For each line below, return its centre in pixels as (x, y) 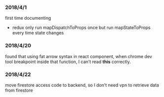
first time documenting (28, 18)
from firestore (19, 90)
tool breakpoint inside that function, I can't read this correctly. (68, 62)
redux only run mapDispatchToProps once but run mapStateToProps (81, 28)
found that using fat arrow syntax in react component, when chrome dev (79, 56)
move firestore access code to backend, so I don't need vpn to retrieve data (82, 85)
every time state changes (38, 33)
